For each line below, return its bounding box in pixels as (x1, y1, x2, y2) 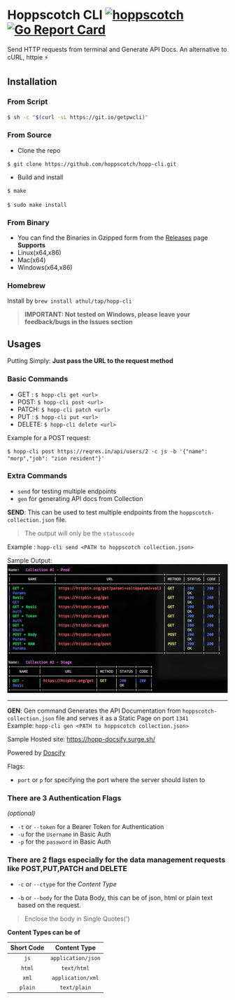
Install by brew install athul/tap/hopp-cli (7, 296, 132, 305)
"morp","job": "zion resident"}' (7, 455, 105, 462)
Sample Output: (7, 556, 52, 564)
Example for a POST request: (7, 433, 91, 441)
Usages (7, 338, 41, 350)
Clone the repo (17, 146, 61, 154)
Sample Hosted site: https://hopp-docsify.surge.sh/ (7, 734, 156, 743)
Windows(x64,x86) (17, 263, 73, 272)
